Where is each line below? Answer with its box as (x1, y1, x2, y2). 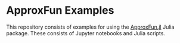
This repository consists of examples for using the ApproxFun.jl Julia (6, 23, 175, 30)
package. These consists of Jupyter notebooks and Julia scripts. (6, 29, 166, 36)
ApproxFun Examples (6, 4, 114, 17)
